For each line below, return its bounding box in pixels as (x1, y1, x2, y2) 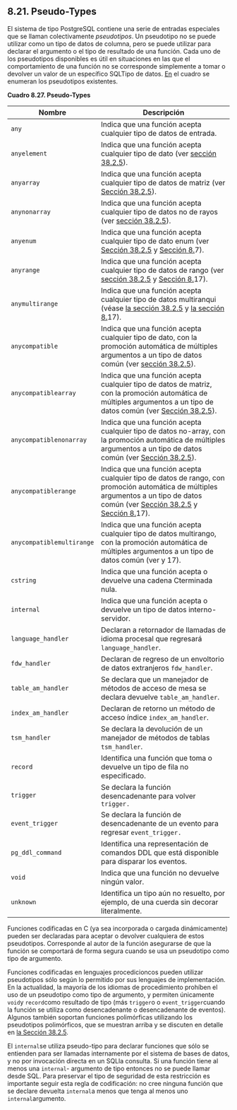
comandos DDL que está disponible (101, 848, 219, 858)
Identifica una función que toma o (101, 753, 213, 763)
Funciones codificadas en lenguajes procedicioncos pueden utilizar (7, 968, 204, 976)
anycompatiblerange (11, 487, 76, 495)
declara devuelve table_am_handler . (101, 692, 220, 702)
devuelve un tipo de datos (101, 604, 187, 614)
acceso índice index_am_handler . (101, 712, 209, 722)
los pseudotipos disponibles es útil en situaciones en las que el (7, 54, 190, 63)
